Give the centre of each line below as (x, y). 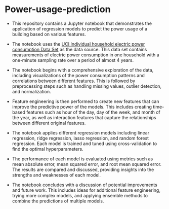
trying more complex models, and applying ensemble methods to (80, 195)
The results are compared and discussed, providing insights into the (83, 169)
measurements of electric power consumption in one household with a (86, 55)
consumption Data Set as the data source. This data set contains (79, 49)
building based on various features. (49, 34)
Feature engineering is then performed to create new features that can (86, 101)
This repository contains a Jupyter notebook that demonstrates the (82, 23)
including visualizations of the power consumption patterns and (78, 75)
